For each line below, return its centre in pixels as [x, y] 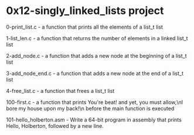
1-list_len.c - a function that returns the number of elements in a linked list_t [97, 38]
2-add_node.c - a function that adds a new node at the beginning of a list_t [96, 56]
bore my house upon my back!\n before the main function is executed [90, 108]
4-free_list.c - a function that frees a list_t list [60, 91]
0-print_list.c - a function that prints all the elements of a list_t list [84, 27]
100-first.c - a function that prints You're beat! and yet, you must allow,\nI [95, 102]
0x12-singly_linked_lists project [85, 11]
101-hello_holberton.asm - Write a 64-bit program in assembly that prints [94, 120]
